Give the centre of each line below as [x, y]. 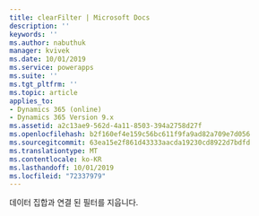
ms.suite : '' [34, 76]
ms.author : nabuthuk [48, 43]
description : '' [39, 26]
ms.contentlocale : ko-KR [56, 159]
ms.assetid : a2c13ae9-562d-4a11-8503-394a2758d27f [106, 126]
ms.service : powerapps [52, 68]
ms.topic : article [43, 92]
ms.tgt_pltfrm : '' [43, 84]
